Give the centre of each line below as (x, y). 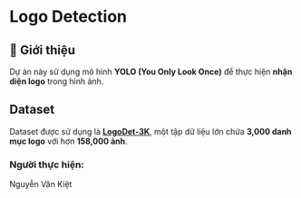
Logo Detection (68, 17)
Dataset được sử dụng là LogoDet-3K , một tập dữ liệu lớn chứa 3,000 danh (150, 131)
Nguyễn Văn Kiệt (41, 184)
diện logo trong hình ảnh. (57, 81)
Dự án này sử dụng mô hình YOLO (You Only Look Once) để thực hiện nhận (151, 71)
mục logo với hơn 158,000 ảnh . (68, 141)
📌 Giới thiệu (42, 50)
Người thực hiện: (47, 165)
